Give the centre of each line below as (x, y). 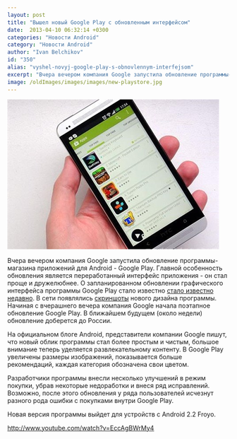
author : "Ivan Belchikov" (45, 52)
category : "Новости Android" (50, 45)
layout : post (26, 15)
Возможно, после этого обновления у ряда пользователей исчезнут (110, 393)
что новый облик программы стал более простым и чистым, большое (113, 341)
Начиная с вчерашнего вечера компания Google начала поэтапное (109, 305)
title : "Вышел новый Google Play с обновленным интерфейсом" (99, 22)
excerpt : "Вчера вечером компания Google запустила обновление (102, 74)
